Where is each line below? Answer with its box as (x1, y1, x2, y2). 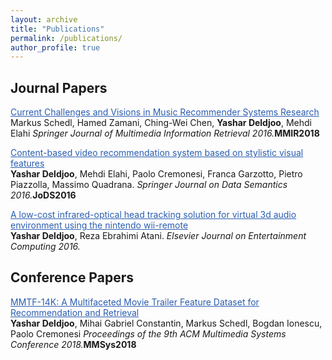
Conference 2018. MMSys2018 (10, 338, 137, 350)
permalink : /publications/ (10, 33, 123, 43)
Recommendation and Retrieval (10, 306, 140, 318)
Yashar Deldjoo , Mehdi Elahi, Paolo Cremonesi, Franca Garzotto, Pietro (10, 168, 303, 180)
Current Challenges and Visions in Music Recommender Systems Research (10, 106, 320, 118)
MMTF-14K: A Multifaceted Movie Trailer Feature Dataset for (10, 296, 260, 308)
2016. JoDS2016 (10, 189, 77, 201)
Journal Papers (10, 79, 108, 96)
